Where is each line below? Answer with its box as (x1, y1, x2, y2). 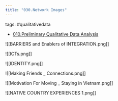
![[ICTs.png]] (5, 50, 32, 57)
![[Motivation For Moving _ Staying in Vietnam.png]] (5, 80, 113, 86)
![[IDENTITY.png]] (5, 60, 43, 66)
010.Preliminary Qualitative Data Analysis (12, 31, 99, 37)
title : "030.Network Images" (5, 7, 67, 13)
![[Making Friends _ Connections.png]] (5, 70, 86, 76)
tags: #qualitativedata (5, 21, 51, 27)
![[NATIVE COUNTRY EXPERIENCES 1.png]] (5, 89, 97, 96)
